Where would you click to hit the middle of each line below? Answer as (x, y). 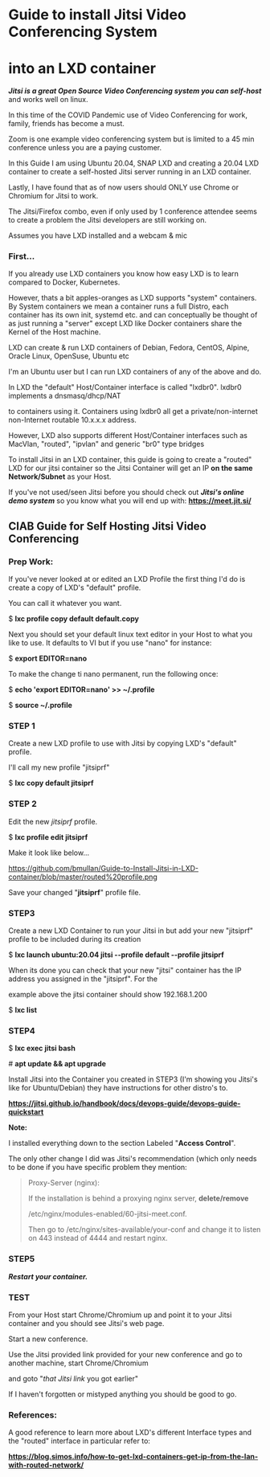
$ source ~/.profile (40, 706)
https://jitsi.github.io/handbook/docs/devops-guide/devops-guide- (125, 1103)
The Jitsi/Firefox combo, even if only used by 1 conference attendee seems (133, 211)
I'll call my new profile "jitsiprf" (59, 767)
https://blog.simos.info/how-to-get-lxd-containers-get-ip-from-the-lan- (133, 1457)
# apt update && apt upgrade (57, 1064)
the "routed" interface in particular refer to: (80, 1441)
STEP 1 (22, 726)
